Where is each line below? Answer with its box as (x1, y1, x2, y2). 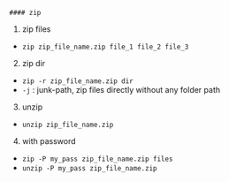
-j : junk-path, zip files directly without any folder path (21, 85, 221, 95)
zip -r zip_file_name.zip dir (21, 77, 134, 86)
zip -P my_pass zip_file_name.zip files (21, 155, 173, 163)
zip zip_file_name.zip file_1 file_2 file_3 (21, 42, 189, 51)
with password (21, 136, 76, 146)
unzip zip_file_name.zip (21, 120, 114, 129)
